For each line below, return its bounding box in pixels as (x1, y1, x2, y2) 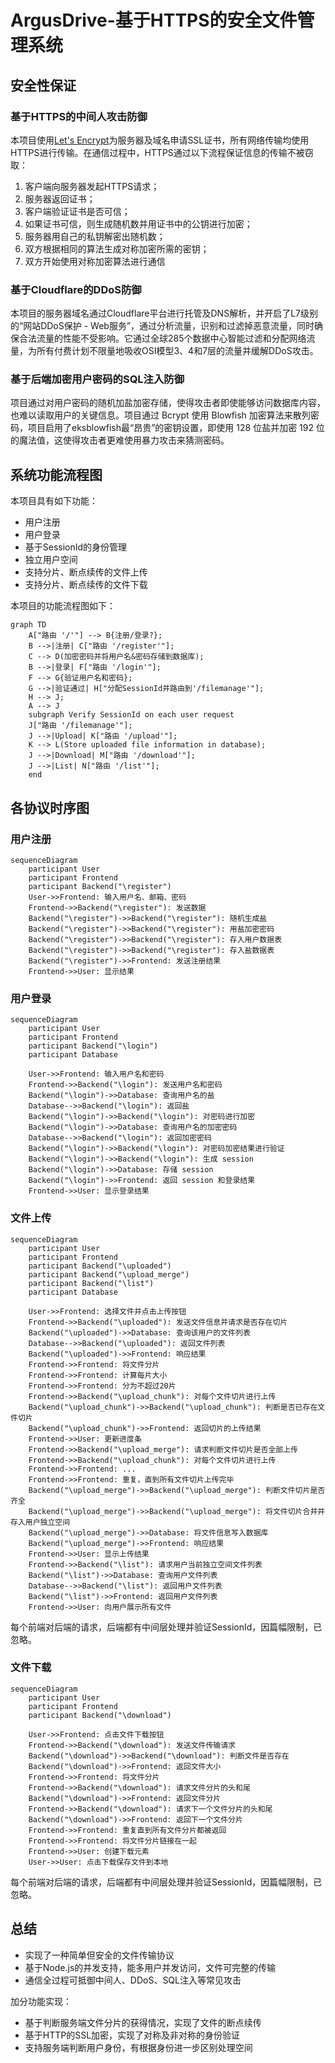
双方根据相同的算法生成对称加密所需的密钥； (24, 242, 210, 255)
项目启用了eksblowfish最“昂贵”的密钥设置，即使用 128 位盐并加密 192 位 (27, 422, 325, 434)
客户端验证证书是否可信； (24, 205, 131, 217)
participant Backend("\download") (28, 1710, 172, 1720)
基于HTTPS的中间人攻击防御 (10, 109, 148, 123)
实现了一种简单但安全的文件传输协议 (24, 1949, 175, 1961)
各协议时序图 (10, 799, 90, 816)
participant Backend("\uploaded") (28, 1261, 172, 1271)
